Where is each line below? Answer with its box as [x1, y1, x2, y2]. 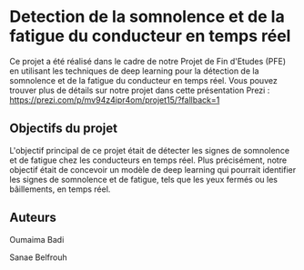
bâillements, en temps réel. [9, 184, 111, 195]
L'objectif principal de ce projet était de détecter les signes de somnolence [9, 145, 289, 155]
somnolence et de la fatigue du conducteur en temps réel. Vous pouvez [9, 75, 278, 85]
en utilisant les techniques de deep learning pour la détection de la [9, 65, 259, 76]
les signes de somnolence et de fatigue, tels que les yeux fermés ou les [9, 174, 278, 185]
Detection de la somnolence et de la [9, 6, 285, 27]
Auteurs [9, 210, 57, 225]
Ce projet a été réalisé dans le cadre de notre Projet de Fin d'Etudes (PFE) [9, 55, 287, 66]
